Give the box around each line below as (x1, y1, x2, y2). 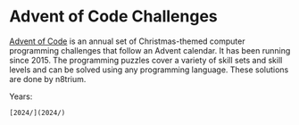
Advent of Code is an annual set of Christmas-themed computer (9, 36, 245, 46)
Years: (9, 91, 33, 102)
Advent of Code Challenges (9, 6, 219, 27)
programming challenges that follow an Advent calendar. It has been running (9, 45, 291, 55)
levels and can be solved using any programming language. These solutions (9, 64, 289, 75)
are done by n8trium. (9, 73, 87, 84)
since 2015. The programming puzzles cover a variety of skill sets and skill (9, 54, 283, 65)
